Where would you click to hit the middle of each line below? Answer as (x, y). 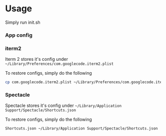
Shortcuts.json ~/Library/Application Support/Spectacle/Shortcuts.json (82, 129)
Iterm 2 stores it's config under (37, 59)
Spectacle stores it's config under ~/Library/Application (63, 106)
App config (19, 35)
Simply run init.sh (23, 22)
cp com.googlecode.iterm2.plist (38, 82)
